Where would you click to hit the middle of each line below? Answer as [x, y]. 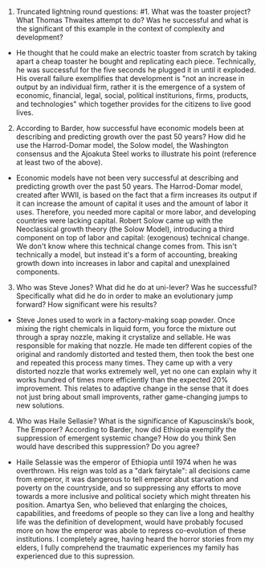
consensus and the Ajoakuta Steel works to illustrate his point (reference [136, 154]
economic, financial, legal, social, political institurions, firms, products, [132, 95]
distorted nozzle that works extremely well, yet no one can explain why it [136, 371]
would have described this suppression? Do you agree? [108, 446]
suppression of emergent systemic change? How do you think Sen [126, 438]
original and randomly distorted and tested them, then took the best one [135, 354]
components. [38, 272]
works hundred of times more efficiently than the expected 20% [122, 380]
